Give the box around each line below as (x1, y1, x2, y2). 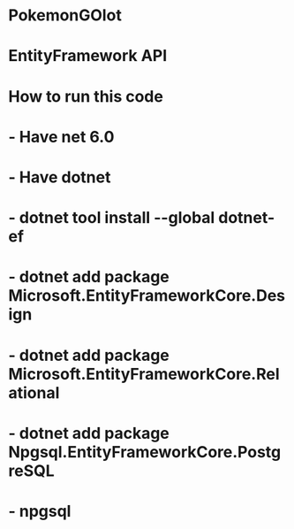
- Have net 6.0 (8, 126, 115, 147)
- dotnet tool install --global (8, 208, 215, 228)
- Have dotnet (8, 167, 111, 187)
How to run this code (8, 86, 164, 106)
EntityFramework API (8, 46, 168, 66)
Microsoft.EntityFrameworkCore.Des (8, 286, 286, 306)
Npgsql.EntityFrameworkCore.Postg (8, 441, 282, 462)
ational (8, 382, 60, 402)
